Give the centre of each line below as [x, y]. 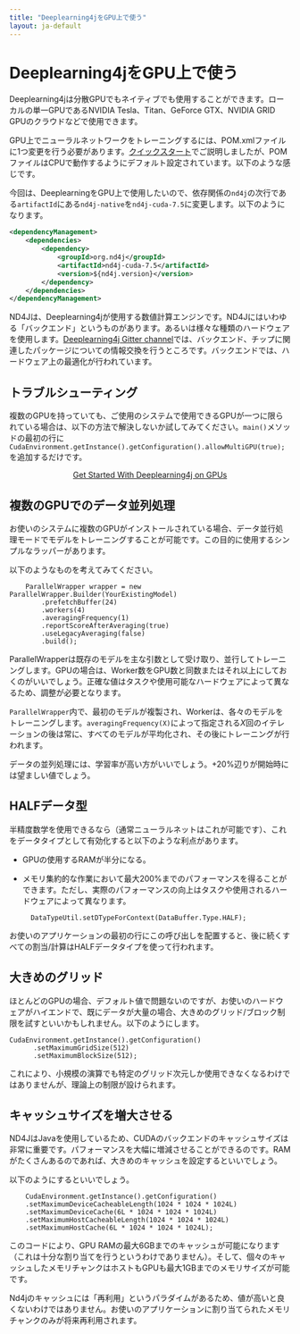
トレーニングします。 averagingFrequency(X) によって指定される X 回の [135, 722]
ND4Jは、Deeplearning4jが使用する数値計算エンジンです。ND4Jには [136, 317]
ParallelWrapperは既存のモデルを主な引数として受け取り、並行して [132, 659]
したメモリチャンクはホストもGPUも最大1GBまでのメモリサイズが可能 [161, 1268]
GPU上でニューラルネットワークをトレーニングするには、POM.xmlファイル [148, 140]
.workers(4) [64, 610]
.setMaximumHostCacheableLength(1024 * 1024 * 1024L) [127, 1221]
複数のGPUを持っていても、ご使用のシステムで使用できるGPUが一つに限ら [146, 415]
